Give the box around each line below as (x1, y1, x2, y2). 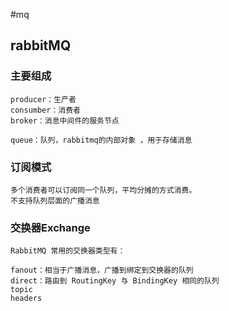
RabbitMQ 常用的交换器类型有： (10, 246, 126, 256)
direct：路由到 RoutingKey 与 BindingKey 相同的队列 (10, 276, 220, 286)
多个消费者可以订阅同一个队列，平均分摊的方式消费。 (10, 185, 197, 195)
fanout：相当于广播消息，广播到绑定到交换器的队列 (10, 265, 194, 276)
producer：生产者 (10, 94, 77, 104)
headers (10, 294, 43, 304)
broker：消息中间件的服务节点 (10, 115, 120, 126)
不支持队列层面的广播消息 (10, 195, 100, 206)
